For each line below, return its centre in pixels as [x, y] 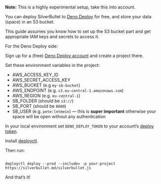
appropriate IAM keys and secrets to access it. [52, 37]
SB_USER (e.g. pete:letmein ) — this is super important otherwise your [84, 111]
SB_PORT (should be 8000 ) [39, 106]
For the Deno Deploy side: [32, 46]
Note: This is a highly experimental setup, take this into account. [70, 7]
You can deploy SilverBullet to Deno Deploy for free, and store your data [78, 16]
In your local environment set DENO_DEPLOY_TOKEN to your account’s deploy [80, 126]
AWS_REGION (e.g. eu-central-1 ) [46, 96]
